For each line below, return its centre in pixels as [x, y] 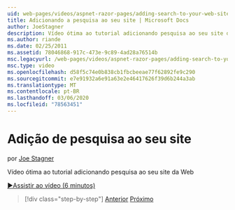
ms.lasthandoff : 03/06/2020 [48, 98]
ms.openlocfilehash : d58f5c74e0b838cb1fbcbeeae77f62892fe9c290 [101, 72]
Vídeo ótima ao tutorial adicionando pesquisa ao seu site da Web [101, 172]
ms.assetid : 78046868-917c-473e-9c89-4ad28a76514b [83, 53]
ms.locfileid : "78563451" [45, 105]
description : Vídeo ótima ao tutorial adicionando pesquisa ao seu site [115, 33]
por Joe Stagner [31, 158]
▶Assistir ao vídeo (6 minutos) [51, 185]
